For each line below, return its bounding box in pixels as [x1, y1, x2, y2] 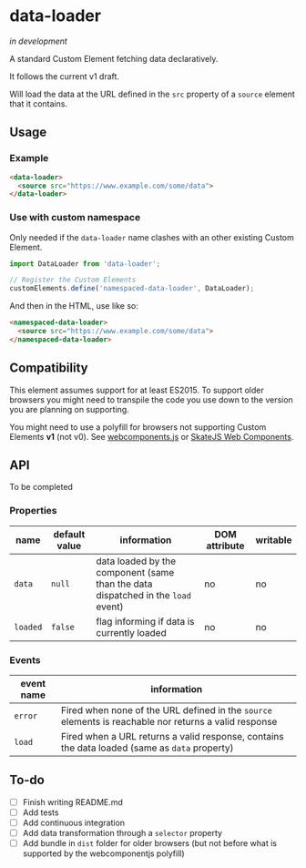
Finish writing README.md [22, 796, 123, 807]
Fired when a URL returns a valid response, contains [60, 730, 284, 743]
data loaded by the [96, 555, 177, 567]
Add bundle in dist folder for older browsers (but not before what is [22, 838, 278, 849]
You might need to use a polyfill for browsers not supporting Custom [9, 421, 267, 433]
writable [255, 534, 292, 546]
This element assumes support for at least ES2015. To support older [9, 384, 264, 395]
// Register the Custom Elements [9, 275, 137, 285]
